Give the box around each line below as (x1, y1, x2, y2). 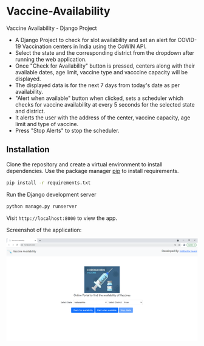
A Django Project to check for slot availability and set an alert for (15, 36, 177, 43)
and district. (15, 107, 46, 115)
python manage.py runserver (6, 203, 78, 210)
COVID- (177, 36, 197, 43)
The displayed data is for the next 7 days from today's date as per (15, 81, 180, 89)
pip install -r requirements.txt (6, 180, 91, 186)
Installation (6, 144, 50, 155)
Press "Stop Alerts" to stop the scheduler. (15, 127, 120, 134)
